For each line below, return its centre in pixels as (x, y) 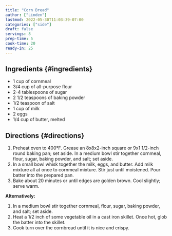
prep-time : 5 (19, 39)
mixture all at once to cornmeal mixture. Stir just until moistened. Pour (87, 170)
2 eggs (20, 114)
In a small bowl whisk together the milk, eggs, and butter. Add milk (83, 164)
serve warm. (26, 186)
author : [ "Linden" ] (26, 15)
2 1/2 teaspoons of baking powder (49, 97)
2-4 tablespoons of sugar (40, 92)
